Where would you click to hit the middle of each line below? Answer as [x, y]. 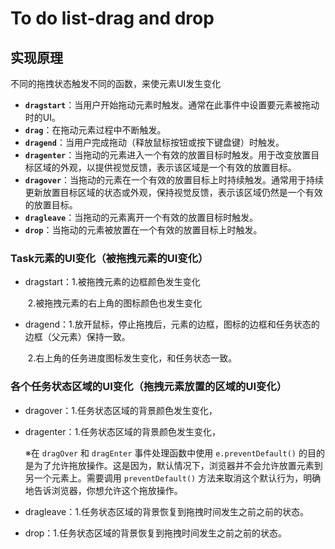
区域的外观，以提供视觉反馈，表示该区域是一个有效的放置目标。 [165, 167]
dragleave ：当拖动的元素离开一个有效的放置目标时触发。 [141, 217]
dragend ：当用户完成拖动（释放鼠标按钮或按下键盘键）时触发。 [154, 142]
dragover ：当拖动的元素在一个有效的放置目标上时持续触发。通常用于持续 [174, 180]
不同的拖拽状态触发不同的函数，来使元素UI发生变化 [116, 83]
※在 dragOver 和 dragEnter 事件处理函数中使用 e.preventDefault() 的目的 [174, 453]
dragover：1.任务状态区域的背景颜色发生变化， [121, 410]
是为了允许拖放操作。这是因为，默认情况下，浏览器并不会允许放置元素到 [173, 465]
